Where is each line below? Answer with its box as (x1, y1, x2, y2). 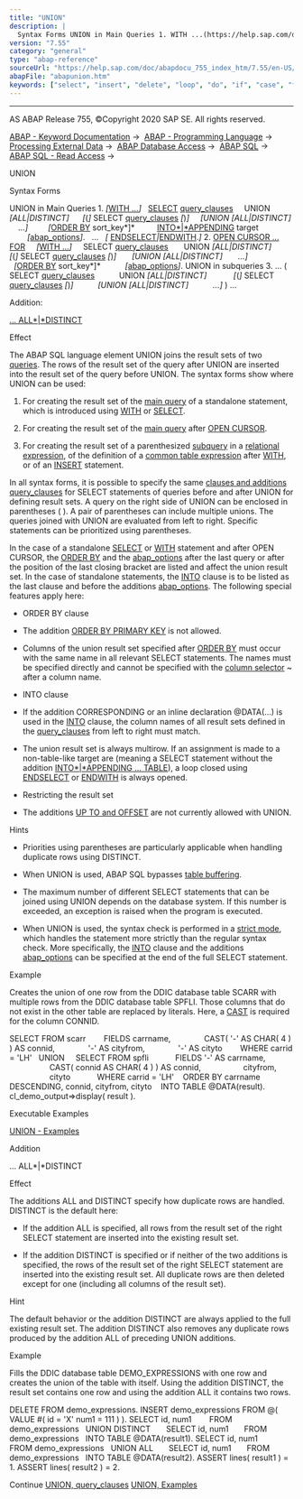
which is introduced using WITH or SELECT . (22, 405, 187, 416)
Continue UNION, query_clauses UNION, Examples (9, 1479, 198, 1490)
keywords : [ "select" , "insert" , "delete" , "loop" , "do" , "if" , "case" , (9, 80, 285, 89)
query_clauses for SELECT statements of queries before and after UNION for (9, 486, 294, 497)
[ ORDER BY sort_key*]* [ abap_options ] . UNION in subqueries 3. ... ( (13, 260, 288, 271)
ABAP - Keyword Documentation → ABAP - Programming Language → (9, 131, 273, 142)
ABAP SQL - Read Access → (9, 150, 115, 161)
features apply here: (9, 590, 85, 601)
